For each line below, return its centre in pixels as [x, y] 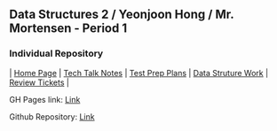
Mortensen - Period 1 [68, 29]
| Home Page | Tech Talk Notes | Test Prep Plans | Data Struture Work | [139, 73]
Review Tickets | [39, 82]
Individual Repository [56, 54]
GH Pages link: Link [45, 99]
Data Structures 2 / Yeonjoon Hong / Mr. [122, 15]
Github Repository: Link [52, 116]
